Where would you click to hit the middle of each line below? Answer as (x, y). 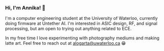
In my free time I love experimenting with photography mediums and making (82, 38)
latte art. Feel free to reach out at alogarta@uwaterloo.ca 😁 (66, 43)
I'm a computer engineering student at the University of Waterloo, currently (82, 18)
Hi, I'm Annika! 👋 (25, 8)
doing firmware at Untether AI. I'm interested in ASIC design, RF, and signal (81, 23)
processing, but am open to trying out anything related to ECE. (68, 29)
